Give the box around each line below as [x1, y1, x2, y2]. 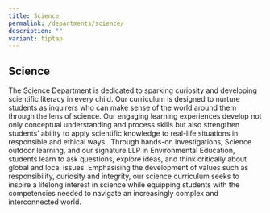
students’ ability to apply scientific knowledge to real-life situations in [8, 128, 239, 138]
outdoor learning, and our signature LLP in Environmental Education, [8, 146, 235, 156]
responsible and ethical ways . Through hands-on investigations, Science [8, 137, 252, 147]
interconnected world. [8, 197, 82, 207]
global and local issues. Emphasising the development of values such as [8, 163, 248, 173]
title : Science [8, 11, 60, 20]
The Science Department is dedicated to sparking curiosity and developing [8, 86, 258, 95]
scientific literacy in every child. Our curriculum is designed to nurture [8, 94, 240, 104]
